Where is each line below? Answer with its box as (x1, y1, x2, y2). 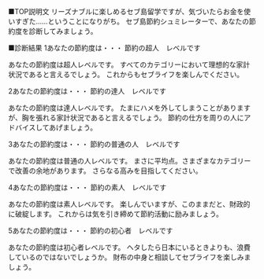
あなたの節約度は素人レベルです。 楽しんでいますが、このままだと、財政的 (8, 200, 251, 208)
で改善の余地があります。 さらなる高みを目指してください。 (8, 166, 203, 175)
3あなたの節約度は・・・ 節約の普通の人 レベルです (8, 140, 180, 149)
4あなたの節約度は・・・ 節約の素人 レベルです (8, 183, 167, 192)
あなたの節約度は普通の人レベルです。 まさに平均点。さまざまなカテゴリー (8, 156, 251, 165)
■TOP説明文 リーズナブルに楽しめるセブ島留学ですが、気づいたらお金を (8, 7, 244, 16)
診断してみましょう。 (28, 27, 98, 35)
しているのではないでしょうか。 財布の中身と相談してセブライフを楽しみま (8, 252, 251, 262)
